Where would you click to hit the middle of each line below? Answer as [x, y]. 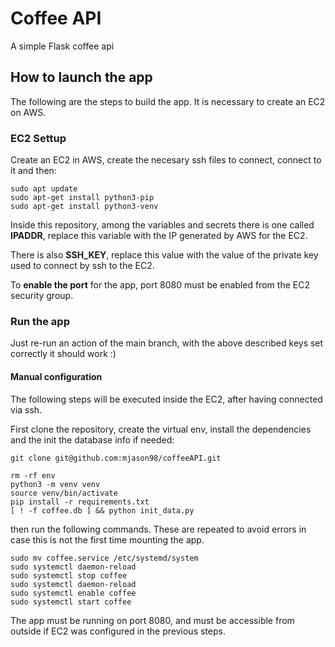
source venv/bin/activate [64, 493]
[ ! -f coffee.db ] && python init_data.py [102, 510]
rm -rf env [33, 475]
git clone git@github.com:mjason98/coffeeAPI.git [116, 458]
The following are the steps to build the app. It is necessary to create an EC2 [168, 101]
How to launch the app [81, 77]
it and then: [33, 171]
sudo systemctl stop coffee [69, 575]
